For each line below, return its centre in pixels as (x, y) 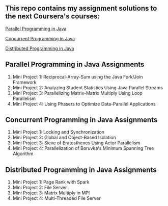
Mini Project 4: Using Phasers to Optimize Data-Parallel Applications (84, 104)
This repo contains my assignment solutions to (81, 8)
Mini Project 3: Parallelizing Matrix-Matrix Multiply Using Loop (77, 93)
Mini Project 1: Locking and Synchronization (59, 132)
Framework (24, 82)
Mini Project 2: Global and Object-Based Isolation (64, 138)
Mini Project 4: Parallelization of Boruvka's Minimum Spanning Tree (83, 148)
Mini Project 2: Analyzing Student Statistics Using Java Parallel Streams (88, 87)
